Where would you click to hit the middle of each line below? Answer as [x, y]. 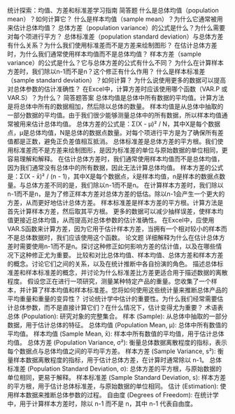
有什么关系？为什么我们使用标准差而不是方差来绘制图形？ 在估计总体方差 [112, 45]
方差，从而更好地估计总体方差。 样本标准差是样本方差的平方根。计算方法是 [115, 202]
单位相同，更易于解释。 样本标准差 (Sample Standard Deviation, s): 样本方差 [117, 377]
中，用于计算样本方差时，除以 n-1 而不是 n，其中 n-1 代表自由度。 [102, 404]
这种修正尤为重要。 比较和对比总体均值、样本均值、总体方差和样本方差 [121, 255]
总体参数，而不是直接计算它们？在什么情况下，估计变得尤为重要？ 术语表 [118, 307]
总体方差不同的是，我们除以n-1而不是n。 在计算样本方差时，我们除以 [124, 185]
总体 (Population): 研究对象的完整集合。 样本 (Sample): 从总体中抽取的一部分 [117, 316]
